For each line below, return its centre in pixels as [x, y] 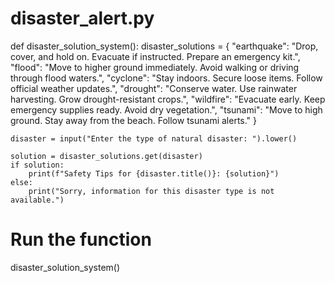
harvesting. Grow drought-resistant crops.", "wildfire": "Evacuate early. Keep [168, 99]
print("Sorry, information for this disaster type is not [151, 191]
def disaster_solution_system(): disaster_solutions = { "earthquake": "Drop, [164, 46]
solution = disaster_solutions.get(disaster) [106, 156]
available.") [37, 200]
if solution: [37, 165]
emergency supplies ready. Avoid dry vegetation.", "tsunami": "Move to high [166, 109]
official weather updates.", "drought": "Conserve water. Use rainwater [154, 88]
